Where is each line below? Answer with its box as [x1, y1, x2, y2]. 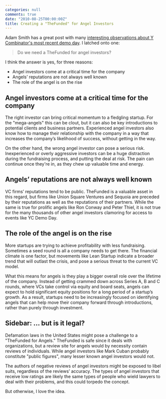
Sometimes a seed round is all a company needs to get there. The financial [5, 247, 157, 253]
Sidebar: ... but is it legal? [5, 319, 85, 328]
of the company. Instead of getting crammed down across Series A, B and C [5, 278, 160, 284]
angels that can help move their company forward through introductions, [5, 299, 153, 305]
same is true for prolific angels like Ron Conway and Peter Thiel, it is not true [5, 204, 161, 210]
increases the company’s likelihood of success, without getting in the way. [5, 136, 157, 142]
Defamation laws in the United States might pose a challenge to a [5, 332, 138, 338]
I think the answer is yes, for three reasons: [5, 59, 93, 65]
